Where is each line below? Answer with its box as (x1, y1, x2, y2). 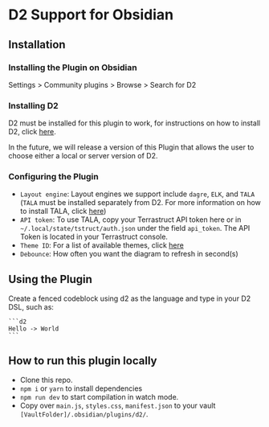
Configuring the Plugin (8, 171, 99, 183)
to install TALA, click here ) (19, 207, 107, 216)
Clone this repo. (19, 376, 73, 385)
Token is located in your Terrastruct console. (19, 232, 169, 242)
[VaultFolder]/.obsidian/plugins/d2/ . (19, 409, 149, 419)
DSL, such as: (8, 302, 55, 312)
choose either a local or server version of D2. (8, 151, 158, 161)
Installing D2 (8, 100, 59, 111)
